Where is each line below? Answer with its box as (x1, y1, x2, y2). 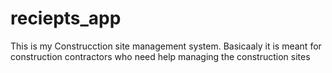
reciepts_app (10, 7, 122, 30)
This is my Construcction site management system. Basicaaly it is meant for (10, 40, 322, 52)
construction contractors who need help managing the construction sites (10, 50, 311, 62)
